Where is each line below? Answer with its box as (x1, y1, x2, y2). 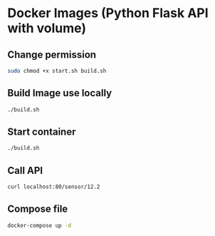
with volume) (7, 20, 87, 36)
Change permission (7, 48, 97, 61)
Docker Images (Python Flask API (7, 5, 209, 21)
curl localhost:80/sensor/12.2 (7, 183, 100, 190)
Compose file (7, 203, 68, 215)
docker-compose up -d (7, 222, 72, 229)
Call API (7, 164, 43, 176)
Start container (7, 125, 76, 138)
